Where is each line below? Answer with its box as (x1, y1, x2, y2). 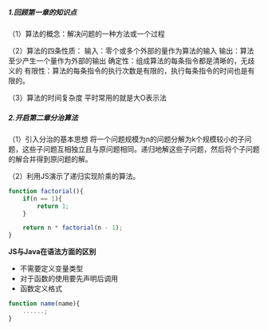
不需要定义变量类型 (19, 264, 84, 273)
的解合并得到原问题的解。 (8, 154, 93, 164)
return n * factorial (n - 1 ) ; (22, 224, 124, 232)
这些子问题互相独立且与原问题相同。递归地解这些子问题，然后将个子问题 (22, 144, 260, 153)
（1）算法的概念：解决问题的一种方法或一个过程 (8, 29, 165, 38)
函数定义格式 (19, 284, 62, 293)
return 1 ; (37, 202, 69, 210)
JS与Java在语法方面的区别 (8, 247, 97, 256)
